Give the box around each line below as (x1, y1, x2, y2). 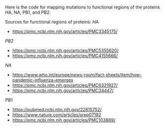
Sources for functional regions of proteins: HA (5, 19, 99, 25)
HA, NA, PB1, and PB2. (5, 9, 51, 15)
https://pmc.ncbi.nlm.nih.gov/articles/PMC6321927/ (12, 82, 118, 88)
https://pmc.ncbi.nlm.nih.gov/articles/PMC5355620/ (12, 48, 119, 53)
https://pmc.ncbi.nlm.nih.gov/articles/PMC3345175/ (12, 29, 118, 34)
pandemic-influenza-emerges (12, 77, 74, 83)
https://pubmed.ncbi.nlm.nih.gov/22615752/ (12, 107, 102, 112)
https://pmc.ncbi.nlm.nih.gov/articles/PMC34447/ (12, 88, 114, 93)
